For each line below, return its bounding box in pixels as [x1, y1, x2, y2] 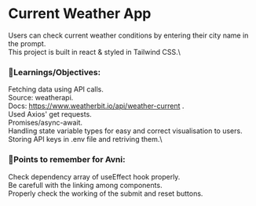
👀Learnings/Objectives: [8, 67, 101, 78]
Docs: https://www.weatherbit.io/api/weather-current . [8, 101, 185, 110]
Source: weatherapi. [8, 93, 74, 103]
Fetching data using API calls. [8, 85, 104, 94]
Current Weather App [8, 5, 152, 23]
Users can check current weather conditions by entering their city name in [8, 31, 249, 40]
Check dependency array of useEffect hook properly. [8, 172, 181, 181]
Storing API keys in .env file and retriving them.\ [8, 135, 163, 144]
